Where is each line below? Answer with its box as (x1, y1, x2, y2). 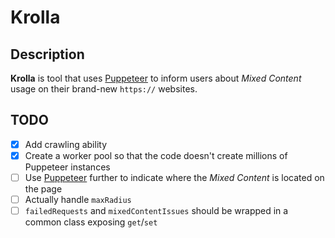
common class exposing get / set (24, 216, 158, 228)
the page (24, 183, 63, 195)
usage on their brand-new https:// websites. (10, 83, 198, 95)
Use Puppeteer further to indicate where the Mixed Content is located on (24, 171, 325, 183)
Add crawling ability (24, 138, 108, 150)
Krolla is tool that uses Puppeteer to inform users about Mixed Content (10, 72, 302, 84)
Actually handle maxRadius (24, 194, 132, 205)
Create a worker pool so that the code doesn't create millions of (24, 149, 288, 161)
